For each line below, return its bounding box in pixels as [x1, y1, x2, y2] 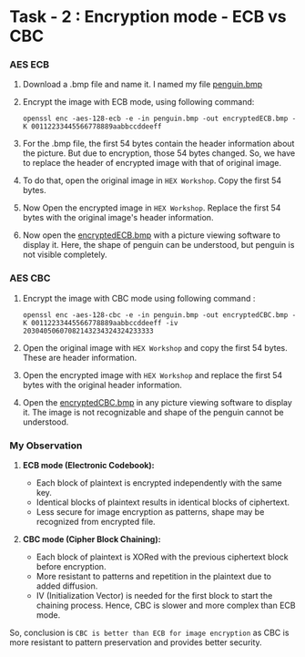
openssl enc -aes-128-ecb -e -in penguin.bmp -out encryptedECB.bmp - [22, 114, 297, 124]
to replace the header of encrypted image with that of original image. [22, 158, 282, 169]
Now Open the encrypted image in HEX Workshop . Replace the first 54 [22, 202, 281, 213]
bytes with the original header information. [22, 379, 182, 390]
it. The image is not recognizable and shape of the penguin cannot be [22, 406, 284, 417]
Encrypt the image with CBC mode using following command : [22, 293, 256, 303]
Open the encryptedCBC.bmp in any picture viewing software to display [22, 396, 293, 407]
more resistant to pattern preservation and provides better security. [9, 637, 262, 648]
